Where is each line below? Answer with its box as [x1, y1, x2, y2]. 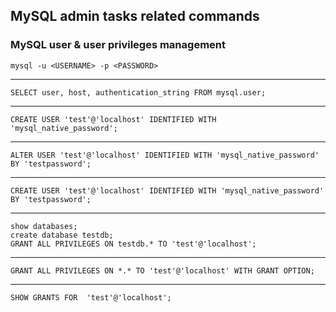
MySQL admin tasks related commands [10, 8, 260, 25]
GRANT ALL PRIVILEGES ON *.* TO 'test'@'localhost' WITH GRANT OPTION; [10, 265, 315, 276]
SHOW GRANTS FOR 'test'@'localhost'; [10, 292, 172, 303]
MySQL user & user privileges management [10, 38, 226, 52]
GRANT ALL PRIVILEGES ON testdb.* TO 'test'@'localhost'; [10, 239, 257, 249]
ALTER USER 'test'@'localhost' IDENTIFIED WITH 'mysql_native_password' [10, 150, 320, 160]
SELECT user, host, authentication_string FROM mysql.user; [10, 87, 267, 98]
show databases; [10, 221, 78, 231]
